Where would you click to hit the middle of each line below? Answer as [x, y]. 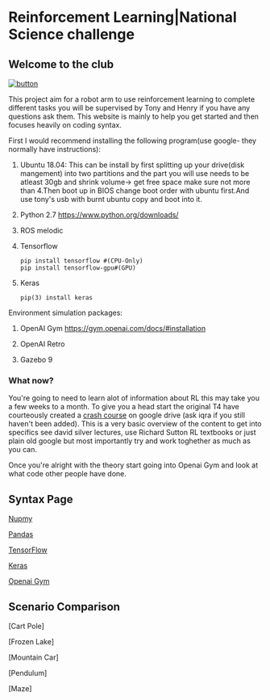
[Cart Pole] [26, 626]
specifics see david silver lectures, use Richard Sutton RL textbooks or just [132, 433]
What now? [31, 380]
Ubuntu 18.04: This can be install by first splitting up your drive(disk [132, 165]
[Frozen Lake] [31, 641]
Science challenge [72, 34]
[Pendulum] [28, 673]
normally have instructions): [54, 149]
